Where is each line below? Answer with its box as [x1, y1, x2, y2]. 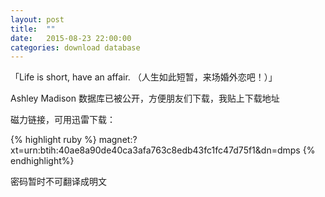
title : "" [10, 24, 56, 34]
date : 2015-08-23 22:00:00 [10, 33, 132, 43]
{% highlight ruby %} [10, 134, 97, 146]
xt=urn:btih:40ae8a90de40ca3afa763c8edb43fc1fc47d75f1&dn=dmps [10, 144, 301, 156]
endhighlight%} [10, 155, 75, 167]
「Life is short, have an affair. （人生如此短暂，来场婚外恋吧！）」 [10, 71, 278, 83]
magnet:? [98, 134, 138, 146]
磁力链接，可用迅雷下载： [10, 114, 116, 126]
